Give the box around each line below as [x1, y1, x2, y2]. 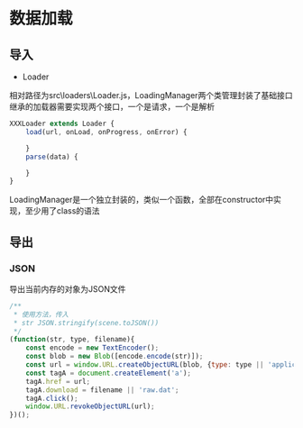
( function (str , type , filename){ [9, 335, 135, 344]
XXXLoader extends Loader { [9, 119, 115, 128]
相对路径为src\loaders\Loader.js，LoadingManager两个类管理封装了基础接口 [9, 90, 293, 100]
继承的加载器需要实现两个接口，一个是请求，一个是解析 [9, 101, 215, 112]
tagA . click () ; [25, 394, 78, 403]
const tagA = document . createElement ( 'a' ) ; [25, 369, 192, 378]
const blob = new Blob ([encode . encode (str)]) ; [25, 352, 204, 361]
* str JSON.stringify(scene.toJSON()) [13, 318, 160, 327]
